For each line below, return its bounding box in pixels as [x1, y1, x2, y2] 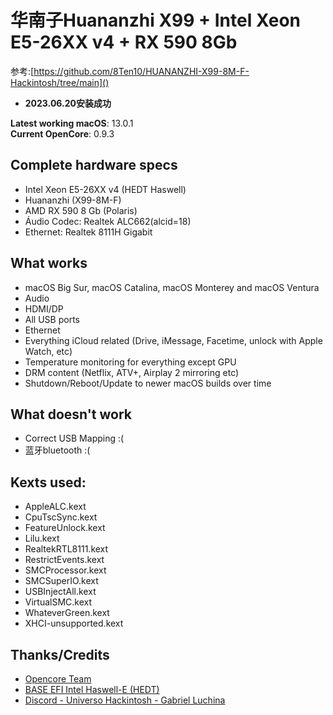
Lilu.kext [24, 532, 60, 545]
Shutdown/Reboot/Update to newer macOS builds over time [24, 377, 272, 389]
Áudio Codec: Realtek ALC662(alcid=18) [24, 215, 192, 227]
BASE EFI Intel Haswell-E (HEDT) [24, 684, 160, 695]
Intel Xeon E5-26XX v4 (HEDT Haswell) [24, 183, 187, 195]
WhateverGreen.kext [24, 607, 110, 619]
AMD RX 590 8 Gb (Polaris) [24, 204, 138, 216]
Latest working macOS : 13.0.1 [10, 117, 134, 129]
